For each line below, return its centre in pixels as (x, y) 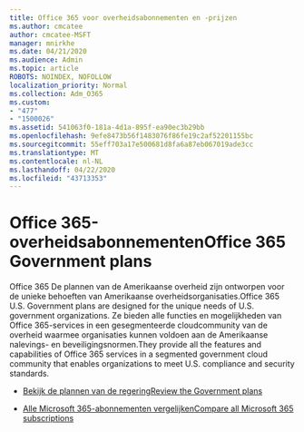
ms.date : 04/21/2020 (49, 52)
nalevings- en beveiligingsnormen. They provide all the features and (135, 345)
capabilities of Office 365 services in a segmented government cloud (139, 354)
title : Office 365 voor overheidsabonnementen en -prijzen (123, 18)
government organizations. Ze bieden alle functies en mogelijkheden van (146, 316)
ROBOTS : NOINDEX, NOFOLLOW (60, 77)
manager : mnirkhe (42, 43)
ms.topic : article (44, 69)
